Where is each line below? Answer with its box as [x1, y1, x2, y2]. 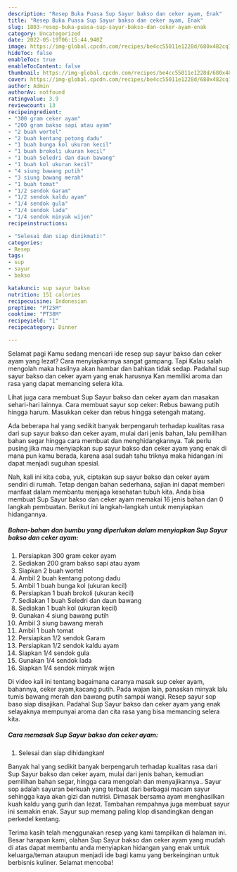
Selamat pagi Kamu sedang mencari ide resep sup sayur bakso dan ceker [8, 349, 222, 358]
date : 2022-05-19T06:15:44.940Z [8, 37, 103, 44]
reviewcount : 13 [8, 102, 56, 109]
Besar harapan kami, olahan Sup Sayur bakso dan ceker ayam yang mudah [8, 835, 226, 844]
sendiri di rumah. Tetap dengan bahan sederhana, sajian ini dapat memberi [8, 480, 225, 488]
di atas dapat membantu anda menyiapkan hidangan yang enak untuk [8, 843, 210, 852]
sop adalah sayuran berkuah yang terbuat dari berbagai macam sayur [8, 785, 210, 793]
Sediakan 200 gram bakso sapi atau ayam [18, 559, 140, 567]
